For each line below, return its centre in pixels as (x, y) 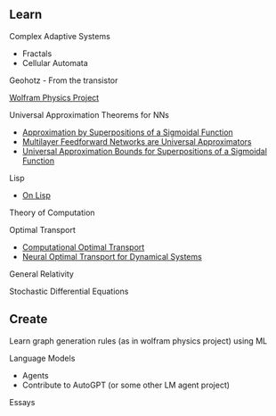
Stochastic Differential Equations (69, 291)
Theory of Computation (52, 212)
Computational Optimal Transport (83, 247)
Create (28, 319)
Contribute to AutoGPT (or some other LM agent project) (126, 385)
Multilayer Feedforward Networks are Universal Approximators (137, 141)
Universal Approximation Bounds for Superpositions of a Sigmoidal (144, 151)
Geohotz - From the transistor (64, 80)
